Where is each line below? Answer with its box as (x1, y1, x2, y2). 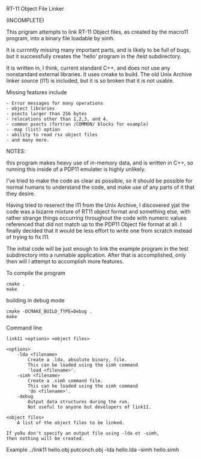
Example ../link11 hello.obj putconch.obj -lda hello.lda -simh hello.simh (6, 446, 179, 453)
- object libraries (6, 106, 55, 112)
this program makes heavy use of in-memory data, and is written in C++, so (6, 159, 194, 166)
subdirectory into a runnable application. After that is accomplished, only (6, 251, 186, 259)
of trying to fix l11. (6, 233, 50, 241)
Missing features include (6, 89, 67, 95)
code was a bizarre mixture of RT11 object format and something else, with (6, 208, 191, 215)
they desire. (6, 190, 36, 197)
